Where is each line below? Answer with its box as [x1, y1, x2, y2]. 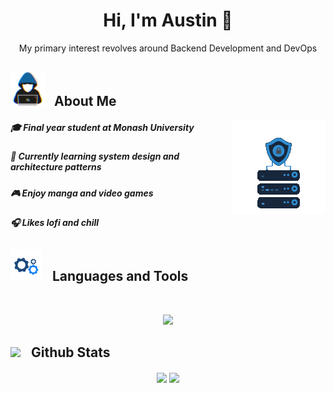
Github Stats [30, 344, 111, 361]
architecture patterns [10, 161, 102, 173]
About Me [53, 93, 117, 110]
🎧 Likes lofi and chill [10, 217, 100, 229]
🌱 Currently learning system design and [10, 150, 180, 163]
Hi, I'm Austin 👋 [103, 9, 233, 32]
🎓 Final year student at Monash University [10, 121, 195, 133]
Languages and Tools [51, 268, 189, 285]
